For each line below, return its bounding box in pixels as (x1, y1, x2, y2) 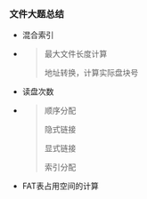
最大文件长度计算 (44, 49, 108, 60)
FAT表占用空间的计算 (21, 180, 100, 192)
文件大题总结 (9, 7, 65, 20)
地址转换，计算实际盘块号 (44, 68, 139, 78)
